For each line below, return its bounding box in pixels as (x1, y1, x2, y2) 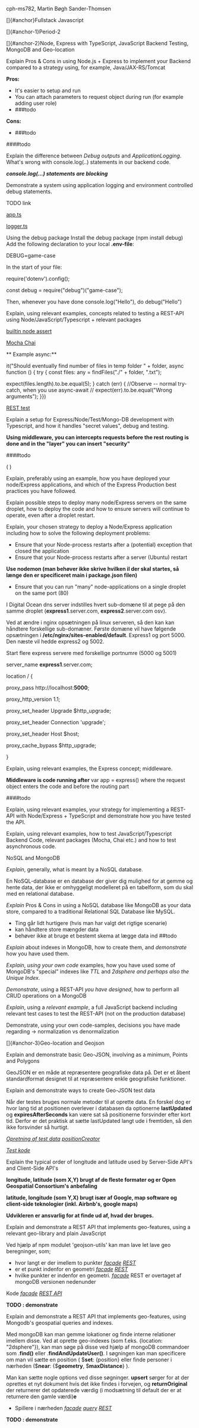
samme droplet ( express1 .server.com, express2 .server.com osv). (6, 607, 167, 614)
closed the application (14, 548, 70, 554)
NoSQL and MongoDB (6, 855, 61, 861)
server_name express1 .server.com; (6, 661, 93, 668)
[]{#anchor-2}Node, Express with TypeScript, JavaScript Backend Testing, (6, 40, 189, 46)
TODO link (6, 200, 31, 206)
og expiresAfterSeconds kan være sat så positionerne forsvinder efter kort (6, 1111, 191, 1118)
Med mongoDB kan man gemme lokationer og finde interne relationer (6, 1331, 176, 1337)
